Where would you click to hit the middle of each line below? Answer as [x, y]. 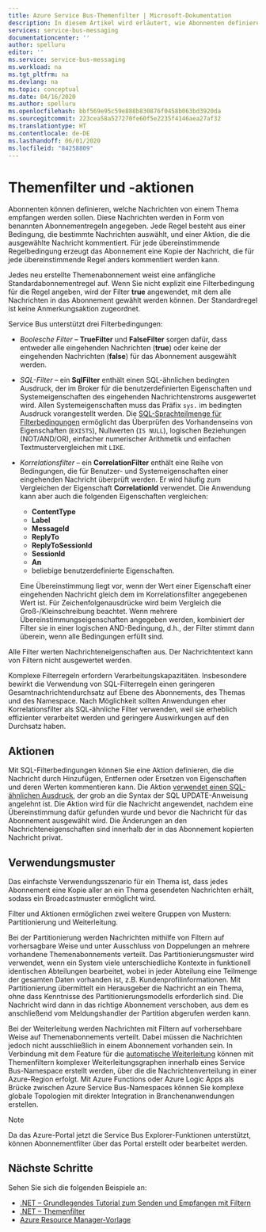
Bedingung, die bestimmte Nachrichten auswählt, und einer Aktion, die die [129, 235]
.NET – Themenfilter [52, 1211]
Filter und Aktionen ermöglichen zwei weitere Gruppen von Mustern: [120, 914]
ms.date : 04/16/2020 [42, 97]
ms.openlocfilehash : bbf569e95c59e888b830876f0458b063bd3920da [115, 112]
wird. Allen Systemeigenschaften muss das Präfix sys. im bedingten [131, 406]
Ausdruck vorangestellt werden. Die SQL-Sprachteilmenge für [120, 414]
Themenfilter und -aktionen [101, 187]
